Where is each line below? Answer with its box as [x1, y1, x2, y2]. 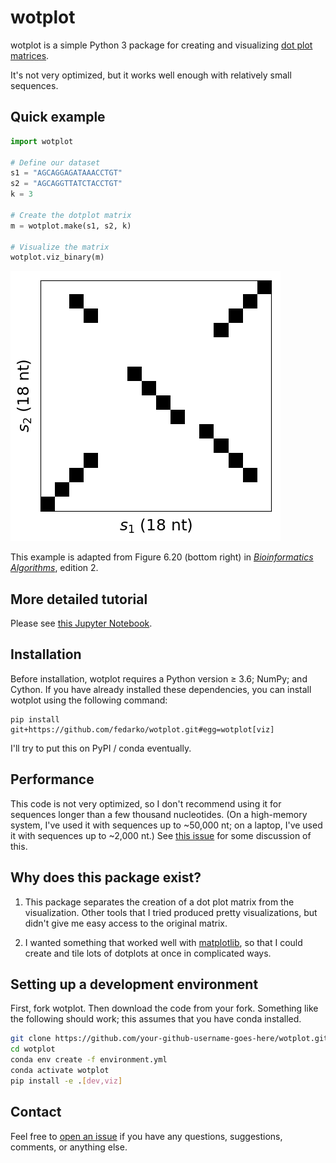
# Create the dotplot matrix [10, 210, 132, 220]
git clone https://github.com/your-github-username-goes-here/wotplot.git [10, 1034, 329, 1044]
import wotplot [10, 136, 74, 146]
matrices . [10, 49, 50, 61]
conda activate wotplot [10, 1065, 110, 1075]
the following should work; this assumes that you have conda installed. [10, 1013, 302, 1025]
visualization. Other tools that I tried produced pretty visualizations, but [24, 906, 318, 918]
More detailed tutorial [10, 591, 148, 608]
